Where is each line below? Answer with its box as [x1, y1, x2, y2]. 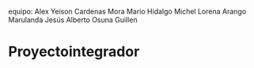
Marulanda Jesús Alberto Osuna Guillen [8, 15, 138, 25]
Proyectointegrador [8, 43, 140, 61]
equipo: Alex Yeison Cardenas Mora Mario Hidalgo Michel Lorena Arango [8, 7, 247, 16]
